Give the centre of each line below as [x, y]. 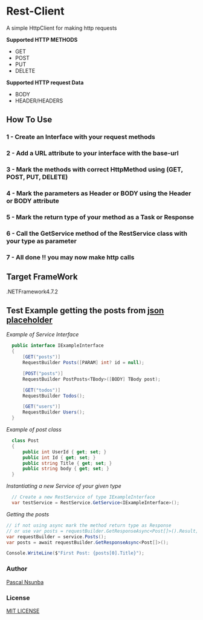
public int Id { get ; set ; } [59, 458]
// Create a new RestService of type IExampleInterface [83, 497]
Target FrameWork [42, 277]
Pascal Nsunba [25, 582]
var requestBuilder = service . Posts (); [56, 537]
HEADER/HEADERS [39, 101]
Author [17, 569]
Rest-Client [35, 11]
